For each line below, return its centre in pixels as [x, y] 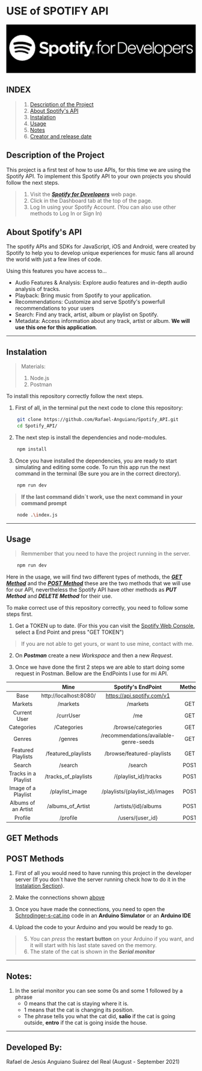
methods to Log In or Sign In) [66, 213]
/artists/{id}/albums [138, 806]
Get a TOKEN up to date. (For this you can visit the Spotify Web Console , [105, 626]
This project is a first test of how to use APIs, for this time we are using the [98, 170]
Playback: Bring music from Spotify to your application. [83, 295]
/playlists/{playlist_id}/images [138, 791]
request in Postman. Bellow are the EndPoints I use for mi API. [91, 674]
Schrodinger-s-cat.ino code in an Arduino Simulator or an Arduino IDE [103, 916]
